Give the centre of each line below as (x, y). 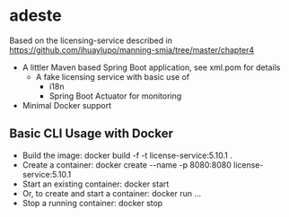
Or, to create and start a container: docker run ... (112, 193)
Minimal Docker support (67, 105)
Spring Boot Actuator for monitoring (115, 96)
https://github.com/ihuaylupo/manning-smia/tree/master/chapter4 (132, 49)
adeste (35, 16)
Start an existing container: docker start (96, 184)
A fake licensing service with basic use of (113, 76)
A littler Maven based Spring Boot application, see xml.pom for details (151, 67)
